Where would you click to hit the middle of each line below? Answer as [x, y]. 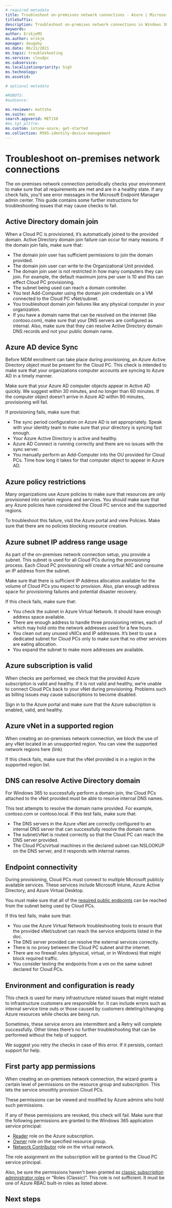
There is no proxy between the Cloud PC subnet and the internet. [81, 947]
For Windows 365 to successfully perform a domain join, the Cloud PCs [81, 793]
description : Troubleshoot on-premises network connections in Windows [83, 24]
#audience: [17, 100]
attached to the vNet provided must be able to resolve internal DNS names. [84, 799]
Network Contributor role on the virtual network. [63, 1146]
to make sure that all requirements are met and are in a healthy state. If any [84, 189]
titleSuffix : [19, 19]
